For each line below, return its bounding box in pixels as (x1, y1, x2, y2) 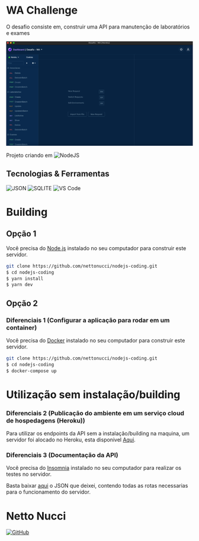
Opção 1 (6, 229, 37, 239)
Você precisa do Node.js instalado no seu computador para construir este (6, 244, 187, 252)
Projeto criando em (6, 152, 53, 159)
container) (6, 324, 37, 332)
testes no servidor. (6, 470, 52, 478)
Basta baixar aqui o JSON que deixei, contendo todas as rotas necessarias (6, 482, 188, 489)
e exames (6, 29, 30, 36)
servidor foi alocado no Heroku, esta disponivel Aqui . (6, 436, 136, 443)
